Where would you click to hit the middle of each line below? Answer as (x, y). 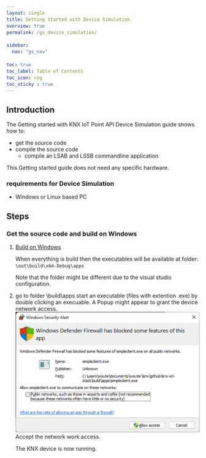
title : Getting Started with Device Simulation (68, 19)
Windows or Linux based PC (51, 197)
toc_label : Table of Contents (45, 71)
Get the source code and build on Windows (72, 234)
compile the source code (47, 150)
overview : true (26, 26)
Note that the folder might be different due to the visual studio (93, 277)
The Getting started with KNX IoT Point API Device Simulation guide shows (101, 124)
